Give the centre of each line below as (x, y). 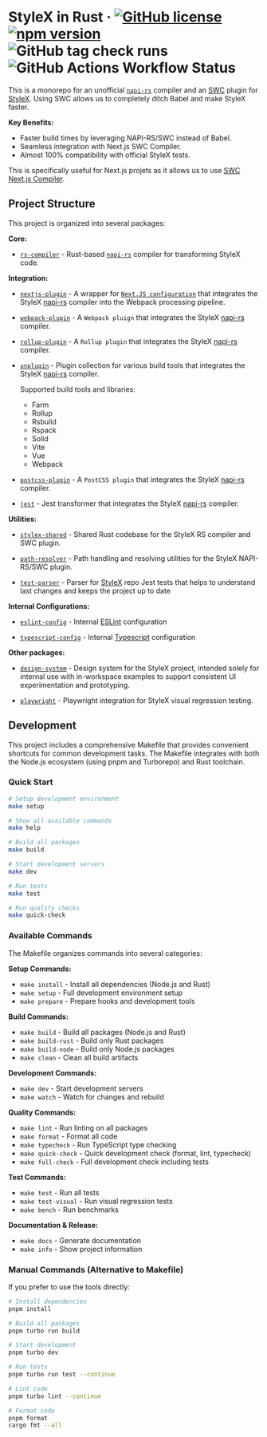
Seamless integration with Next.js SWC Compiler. (100, 146)
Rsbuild (44, 421)
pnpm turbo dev (33, 1352)
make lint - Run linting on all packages (84, 1127)
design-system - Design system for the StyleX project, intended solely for (139, 668)
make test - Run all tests (59, 1192)
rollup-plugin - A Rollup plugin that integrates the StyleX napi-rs (128, 341)
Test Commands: (37, 1177)
